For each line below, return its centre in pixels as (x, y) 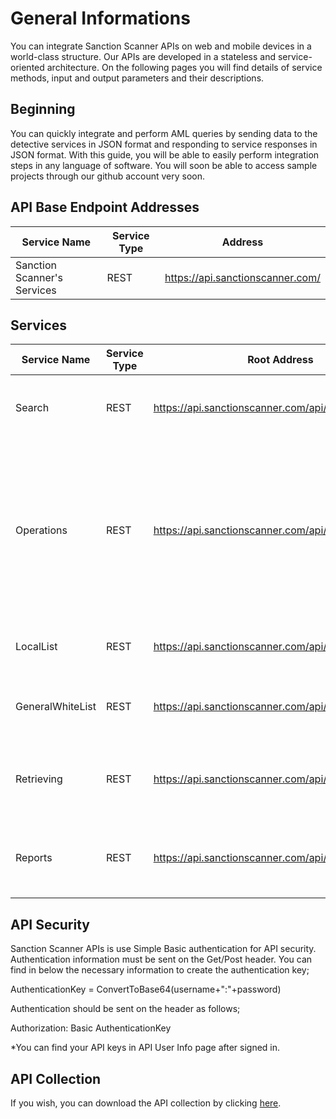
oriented (27, 67)
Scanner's (39, 277)
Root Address (280, 360)
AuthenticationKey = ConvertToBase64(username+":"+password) (146, 989)
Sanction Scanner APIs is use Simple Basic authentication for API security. (163, 949)
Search (32, 408)
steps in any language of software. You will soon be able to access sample (164, 165)
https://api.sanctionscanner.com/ (242, 277)
